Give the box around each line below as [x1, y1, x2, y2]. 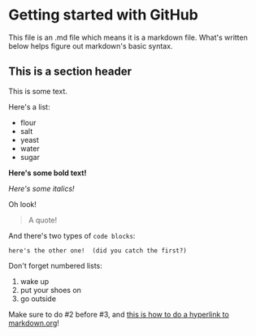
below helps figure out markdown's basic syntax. [8, 41, 173, 50]
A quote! [28, 215, 58, 225]
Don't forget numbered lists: [8, 261, 103, 270]
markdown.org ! [8, 318, 59, 328]
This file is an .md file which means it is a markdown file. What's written [8, 32, 248, 42]
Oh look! [8, 199, 37, 209]
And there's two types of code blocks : [8, 230, 136, 240]
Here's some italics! [8, 183, 75, 193]
